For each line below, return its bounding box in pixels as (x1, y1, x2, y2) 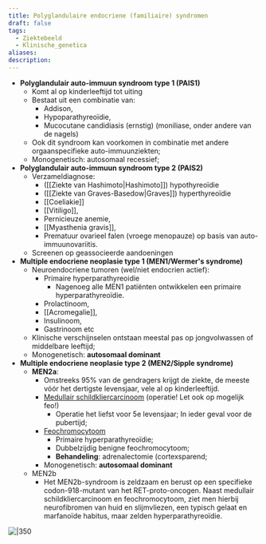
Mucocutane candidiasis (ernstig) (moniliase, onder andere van (43, 121, 252, 130)
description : (8, 57, 52, 65)
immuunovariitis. (43, 239, 98, 248)
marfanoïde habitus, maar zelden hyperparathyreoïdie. (43, 510, 223, 520)
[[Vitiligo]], (43, 205, 79, 215)
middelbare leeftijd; (31, 341, 96, 351)
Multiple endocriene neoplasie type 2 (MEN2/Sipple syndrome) (19, 358, 233, 367)
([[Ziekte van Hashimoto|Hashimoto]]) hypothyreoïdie (43, 180, 220, 189)
